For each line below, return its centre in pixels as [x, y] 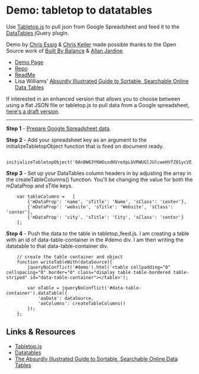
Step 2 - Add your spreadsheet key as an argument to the [76, 140]
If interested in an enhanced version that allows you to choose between [93, 99]
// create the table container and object [70, 257]
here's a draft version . [33, 111]
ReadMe [25, 75]
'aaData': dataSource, [66, 298]
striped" [17, 278]
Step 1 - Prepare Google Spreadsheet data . [59, 128]
